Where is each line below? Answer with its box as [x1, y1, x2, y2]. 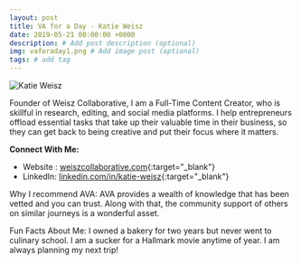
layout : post [9, 13, 59, 23]
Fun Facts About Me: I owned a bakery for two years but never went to [9, 225, 273, 236]
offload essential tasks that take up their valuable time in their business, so [9, 117, 287, 127]
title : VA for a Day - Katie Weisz [9, 22, 144, 31]
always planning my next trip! [9, 245, 119, 255]
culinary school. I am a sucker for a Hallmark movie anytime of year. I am [9, 235, 280, 245]
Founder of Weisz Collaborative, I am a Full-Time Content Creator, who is [9, 98, 281, 108]
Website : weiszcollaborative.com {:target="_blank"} [22, 162, 215, 172]
